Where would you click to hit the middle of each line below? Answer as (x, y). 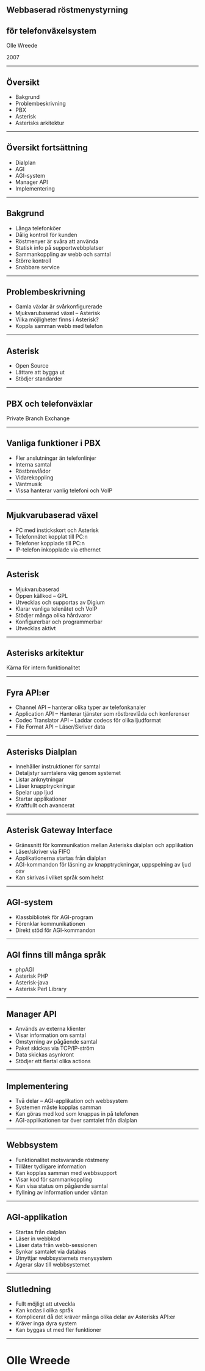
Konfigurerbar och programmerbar (59, 622)
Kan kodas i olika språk (44, 1311)
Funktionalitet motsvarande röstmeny (62, 1160)
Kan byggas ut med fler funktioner (58, 1330)
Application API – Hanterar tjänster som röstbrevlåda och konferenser (103, 714)
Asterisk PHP (32, 976)
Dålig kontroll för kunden (46, 235)
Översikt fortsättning (47, 148)
